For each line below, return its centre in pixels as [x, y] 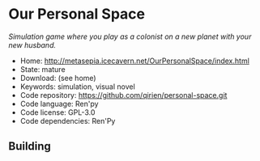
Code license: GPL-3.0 [58, 112]
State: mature [43, 69]
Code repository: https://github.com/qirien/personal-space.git [124, 95]
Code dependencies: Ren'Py [68, 121]
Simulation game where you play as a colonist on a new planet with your [130, 36]
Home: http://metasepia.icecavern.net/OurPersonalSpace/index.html [134, 61]
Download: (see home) [58, 78]
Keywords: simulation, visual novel [77, 87]
